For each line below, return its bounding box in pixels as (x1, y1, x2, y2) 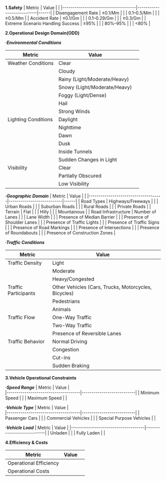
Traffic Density (7, 260, 42, 266)
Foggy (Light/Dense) (58, 92, 107, 98)
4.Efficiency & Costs (5, 439, 48, 445)
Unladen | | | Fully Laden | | (50, 430, 105, 435)
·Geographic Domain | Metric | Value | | (5, 193, 86, 199)
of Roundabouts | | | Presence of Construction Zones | (5, 230, 116, 236)
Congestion (52, 346, 80, 353)
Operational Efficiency (7, 460, 59, 466)
